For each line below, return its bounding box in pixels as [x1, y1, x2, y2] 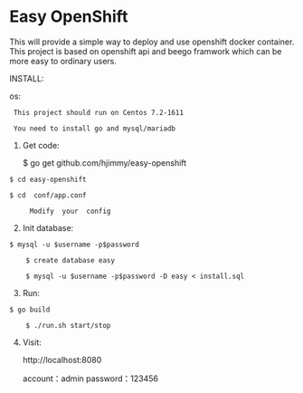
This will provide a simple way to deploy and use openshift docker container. [9, 36, 295, 47]
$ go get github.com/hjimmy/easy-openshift [22, 157, 187, 168]
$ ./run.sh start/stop [25, 321, 111, 330]
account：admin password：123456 [22, 373, 158, 384]
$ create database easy [25, 255, 116, 264]
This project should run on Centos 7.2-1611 [13, 108, 184, 117]
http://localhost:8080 [22, 354, 102, 365]
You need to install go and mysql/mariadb [13, 124, 176, 133]
